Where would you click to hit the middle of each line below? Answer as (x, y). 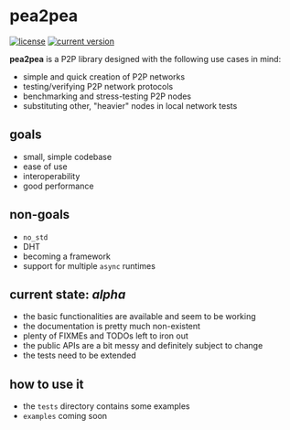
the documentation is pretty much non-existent (112, 327)
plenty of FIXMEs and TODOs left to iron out (106, 336)
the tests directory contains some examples (106, 406)
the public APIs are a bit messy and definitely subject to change (143, 346)
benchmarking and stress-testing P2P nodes (107, 96)
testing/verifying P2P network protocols (98, 86)
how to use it (47, 384)
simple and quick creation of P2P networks (104, 76)
